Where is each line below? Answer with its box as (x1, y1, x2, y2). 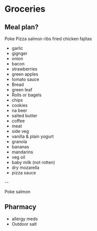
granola (11, 139, 27, 145)
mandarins (11, 149, 34, 155)
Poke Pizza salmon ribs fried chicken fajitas (4, 36, 92, 42)
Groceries (4, 3, 46, 15)
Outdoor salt (11, 221, 37, 227)
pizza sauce (11, 170, 36, 175)
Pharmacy (4, 203, 37, 211)
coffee (11, 118, 25, 124)
